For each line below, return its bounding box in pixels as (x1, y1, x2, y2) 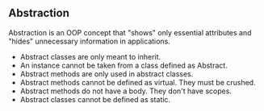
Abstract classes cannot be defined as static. (19, 94, 171, 104)
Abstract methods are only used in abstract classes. (19, 68, 194, 79)
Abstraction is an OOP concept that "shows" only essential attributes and (8, 27, 252, 37)
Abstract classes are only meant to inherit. (19, 51, 161, 61)
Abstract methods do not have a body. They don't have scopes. (19, 86, 233, 96)
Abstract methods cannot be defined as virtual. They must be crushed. (19, 77, 256, 87)
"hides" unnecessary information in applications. (8, 36, 171, 46)
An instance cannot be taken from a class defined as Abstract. (19, 60, 228, 70)
